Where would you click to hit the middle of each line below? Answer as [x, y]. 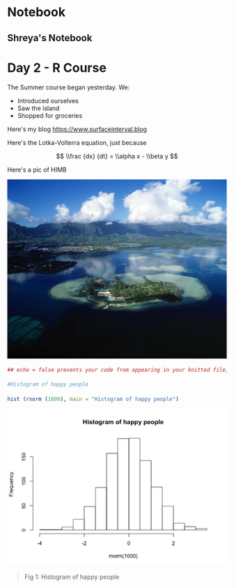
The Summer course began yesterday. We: [69, 87]
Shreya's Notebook [50, 38]
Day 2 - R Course [57, 68]
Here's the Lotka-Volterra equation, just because [77, 142]
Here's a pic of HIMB [37, 169]
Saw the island [38, 108]
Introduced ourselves [48, 100]
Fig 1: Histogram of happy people [72, 577]
